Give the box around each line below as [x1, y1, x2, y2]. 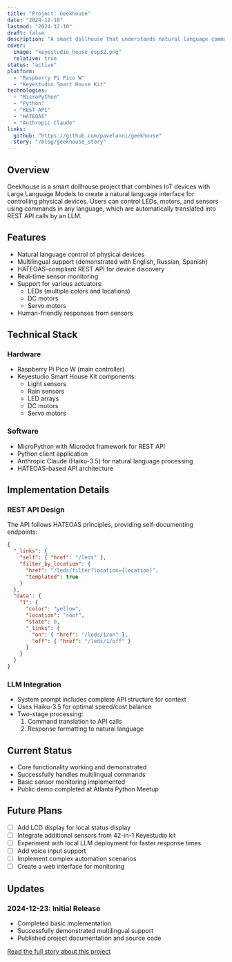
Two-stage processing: [17, 710, 84, 718]
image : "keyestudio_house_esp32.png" [13, 49, 122, 56]
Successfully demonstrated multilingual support [17, 926, 154, 934]
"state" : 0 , [25, 618, 60, 625]
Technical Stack [7, 329, 78, 340]
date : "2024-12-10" [7, 17, 64, 23]
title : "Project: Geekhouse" [7, 10, 91, 17]
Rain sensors [27, 387, 65, 396]
